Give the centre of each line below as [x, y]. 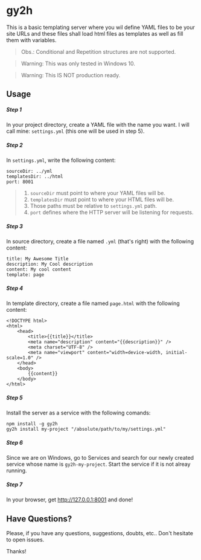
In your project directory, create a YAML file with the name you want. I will [98, 125]
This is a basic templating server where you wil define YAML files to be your [101, 27]
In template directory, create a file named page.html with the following [93, 303]
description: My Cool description [50, 264]
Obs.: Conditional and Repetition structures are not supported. [98, 51]
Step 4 [15, 288]
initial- [177, 353]
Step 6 [14, 442]
